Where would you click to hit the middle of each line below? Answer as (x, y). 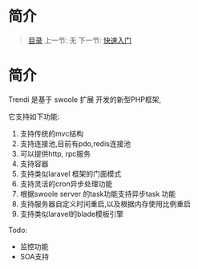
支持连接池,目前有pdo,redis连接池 (75, 143)
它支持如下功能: (34, 116)
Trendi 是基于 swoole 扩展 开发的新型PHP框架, (85, 99)
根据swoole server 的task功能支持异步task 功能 (98, 194)
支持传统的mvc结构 (52, 133)
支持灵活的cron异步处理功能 (66, 183)
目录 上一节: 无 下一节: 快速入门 (80, 40)
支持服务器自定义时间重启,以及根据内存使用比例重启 (105, 204)
